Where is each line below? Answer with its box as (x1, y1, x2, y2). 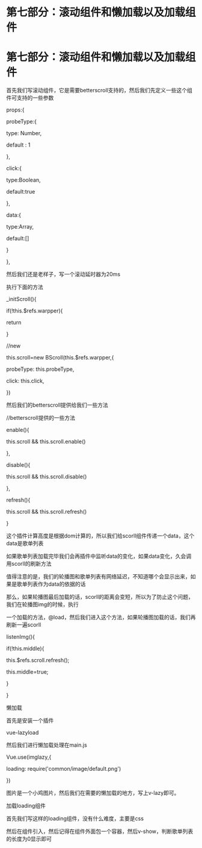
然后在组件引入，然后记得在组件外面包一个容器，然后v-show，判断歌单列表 (6, 827, 194, 835)
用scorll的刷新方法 (6, 560, 52, 568)
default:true (6, 188, 35, 195)
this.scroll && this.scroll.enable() (6, 438, 86, 445)
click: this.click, (6, 378, 44, 385)
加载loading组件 (6, 802, 46, 809)
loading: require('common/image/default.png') (6, 765, 121, 773)
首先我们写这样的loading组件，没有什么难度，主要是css (6, 815, 144, 822)
